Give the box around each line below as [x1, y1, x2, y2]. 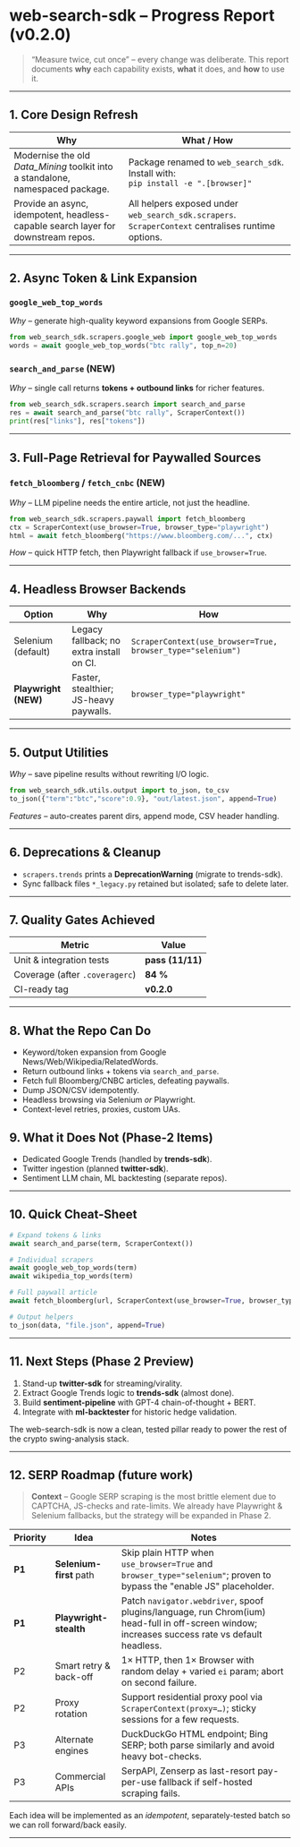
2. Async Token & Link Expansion [9, 270, 198, 286]
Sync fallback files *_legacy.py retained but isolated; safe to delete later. [21, 878, 288, 889]
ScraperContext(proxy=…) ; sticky [121, 1702, 257, 1714]
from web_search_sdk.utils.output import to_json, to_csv [9, 786, 229, 795]
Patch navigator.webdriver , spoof [121, 1595, 264, 1607]
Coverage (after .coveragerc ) [13, 969, 137, 981]
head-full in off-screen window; [121, 1617, 257, 1629]
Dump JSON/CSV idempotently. [21, 1085, 140, 1096]
